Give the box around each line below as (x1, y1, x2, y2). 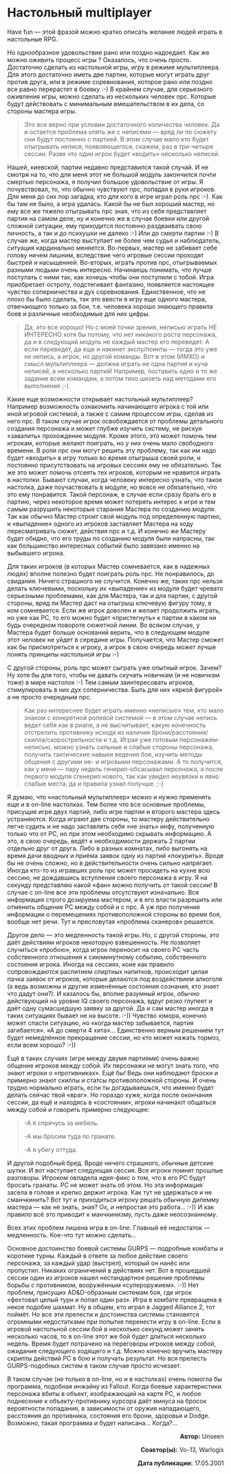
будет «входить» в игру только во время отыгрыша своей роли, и (7, 453, 201, 461)
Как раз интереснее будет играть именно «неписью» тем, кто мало (23, 706, 224, 715)
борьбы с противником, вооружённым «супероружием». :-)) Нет (7, 1281, 199, 1289)
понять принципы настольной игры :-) (7, 650, 120, 658)
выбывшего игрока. (7, 548, 65, 557)
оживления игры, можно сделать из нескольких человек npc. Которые (7, 92, 217, 101)
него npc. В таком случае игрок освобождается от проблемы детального (7, 417, 223, 425)
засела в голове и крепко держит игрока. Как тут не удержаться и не (7, 1188, 212, 1196)
